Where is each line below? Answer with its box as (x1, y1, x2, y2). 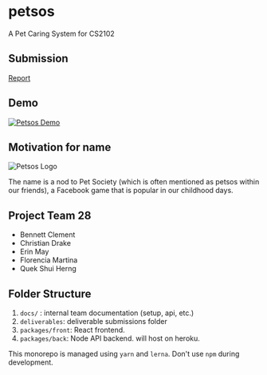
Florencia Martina (19, 255, 78, 265)
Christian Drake (19, 239, 72, 248)
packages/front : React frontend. (19, 326, 125, 334)
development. (8, 357, 53, 367)
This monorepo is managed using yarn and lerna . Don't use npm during (8, 349, 240, 358)
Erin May (19, 247, 49, 257)
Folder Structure (8, 286, 92, 301)
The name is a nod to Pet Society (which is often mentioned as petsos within (8, 177, 260, 187)
